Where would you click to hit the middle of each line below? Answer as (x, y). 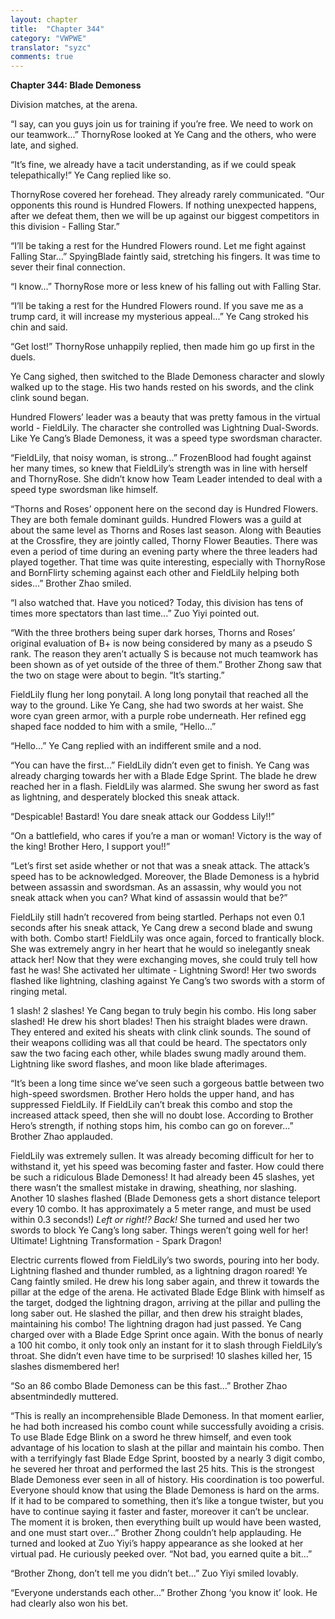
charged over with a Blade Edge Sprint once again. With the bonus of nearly (167, 1335)
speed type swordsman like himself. (84, 490)
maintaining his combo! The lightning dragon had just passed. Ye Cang (156, 1324)
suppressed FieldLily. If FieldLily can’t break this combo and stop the (151, 1105)
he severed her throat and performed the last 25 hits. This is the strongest (162, 1469)
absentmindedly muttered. (64, 1397)
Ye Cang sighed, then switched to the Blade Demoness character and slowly (167, 377)
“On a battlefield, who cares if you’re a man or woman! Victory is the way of (166, 836)
